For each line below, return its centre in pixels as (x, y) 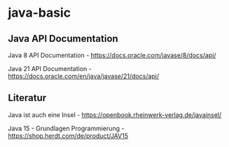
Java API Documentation (63, 39)
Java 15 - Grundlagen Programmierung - (66, 128)
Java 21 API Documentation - (50, 69)
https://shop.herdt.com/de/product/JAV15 (68, 136)
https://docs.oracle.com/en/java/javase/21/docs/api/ (84, 76)
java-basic (40, 13)
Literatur (27, 98)
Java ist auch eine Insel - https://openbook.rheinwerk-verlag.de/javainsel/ (115, 115)
